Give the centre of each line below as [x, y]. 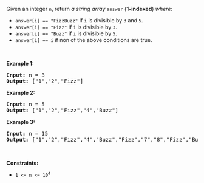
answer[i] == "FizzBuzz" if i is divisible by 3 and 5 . [79, 20]
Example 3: [21, 122]
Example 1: [20, 64]
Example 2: [21, 93]
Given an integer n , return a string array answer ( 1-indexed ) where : [90, 9]
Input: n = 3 [26, 75]
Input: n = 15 [27, 133]
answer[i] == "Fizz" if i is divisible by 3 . [66, 27]
